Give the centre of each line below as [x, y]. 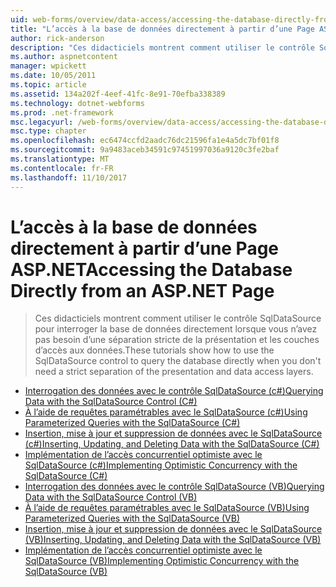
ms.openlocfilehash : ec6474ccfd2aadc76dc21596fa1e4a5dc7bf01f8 [145, 141]
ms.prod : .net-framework [62, 112]
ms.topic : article [48, 85]
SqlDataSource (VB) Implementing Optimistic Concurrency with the [162, 561]
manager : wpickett [48, 66]
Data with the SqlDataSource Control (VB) [111, 497]
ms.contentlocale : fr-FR [62, 168]
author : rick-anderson [57, 38]
